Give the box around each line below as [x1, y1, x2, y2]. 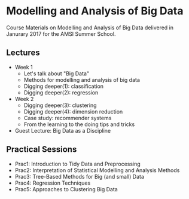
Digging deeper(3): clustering [23, 102, 97, 109]
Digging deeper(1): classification [23, 82, 103, 90]
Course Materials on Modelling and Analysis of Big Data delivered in [6, 24, 174, 31]
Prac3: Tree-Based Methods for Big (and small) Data [14, 173, 145, 180]
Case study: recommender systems [23, 114, 112, 121]
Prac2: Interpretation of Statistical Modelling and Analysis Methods [14, 166, 180, 174]
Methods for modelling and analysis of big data [23, 76, 141, 83]
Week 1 [14, 63, 33, 71]
